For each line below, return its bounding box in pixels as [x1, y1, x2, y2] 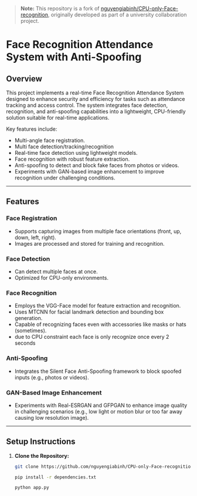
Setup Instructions [6, 437, 76, 447]
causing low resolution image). [14, 414, 89, 421]
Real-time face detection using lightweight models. [14, 150, 138, 156]
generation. [14, 315, 43, 322]
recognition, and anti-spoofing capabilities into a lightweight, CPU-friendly [6, 108, 186, 115]
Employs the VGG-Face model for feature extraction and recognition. [14, 302, 181, 310]
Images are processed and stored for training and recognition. [14, 240, 165, 247]
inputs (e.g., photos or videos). [14, 373, 89, 381]
